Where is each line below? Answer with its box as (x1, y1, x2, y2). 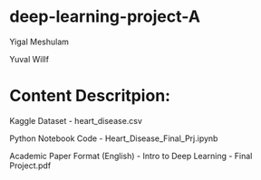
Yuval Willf (9, 53, 50, 64)
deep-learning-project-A (9, 6, 201, 27)
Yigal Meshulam (9, 36, 70, 47)
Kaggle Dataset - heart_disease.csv (9, 115, 143, 126)
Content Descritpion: (9, 86, 170, 106)
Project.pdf (9, 160, 52, 171)
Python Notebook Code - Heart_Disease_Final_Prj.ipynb (9, 133, 218, 144)
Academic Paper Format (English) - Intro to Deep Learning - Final (9, 150, 253, 161)
